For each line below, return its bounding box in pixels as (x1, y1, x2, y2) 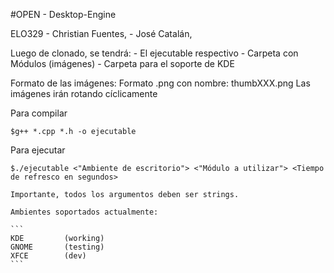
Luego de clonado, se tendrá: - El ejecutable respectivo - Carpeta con (10, 47, 299, 59)
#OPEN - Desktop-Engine (10, 9, 117, 20)
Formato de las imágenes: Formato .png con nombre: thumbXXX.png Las (10, 77, 311, 89)
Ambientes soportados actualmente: (10, 207, 159, 217)
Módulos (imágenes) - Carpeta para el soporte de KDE (10, 58, 235, 69)
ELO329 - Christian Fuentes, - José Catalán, (10, 28, 193, 39)
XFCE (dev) (10, 251, 87, 261)
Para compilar (10, 107, 68, 119)
